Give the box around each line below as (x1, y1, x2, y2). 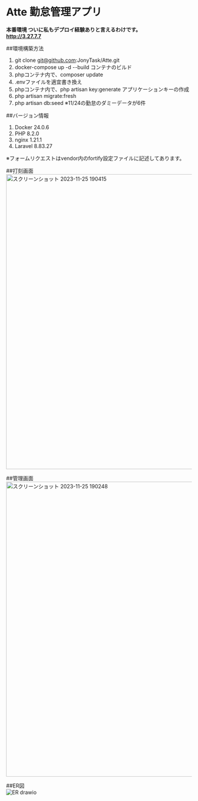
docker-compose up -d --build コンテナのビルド (14, 63, 133, 71)
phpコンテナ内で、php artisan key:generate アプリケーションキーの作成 (14, 86, 190, 93)
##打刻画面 (6, 167, 34, 174)
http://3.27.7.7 (6, 32, 41, 40)
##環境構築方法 (6, 45, 44, 52)
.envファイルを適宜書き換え (14, 78, 82, 86)
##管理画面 (6, 474, 34, 481)
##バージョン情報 (6, 111, 49, 119)
